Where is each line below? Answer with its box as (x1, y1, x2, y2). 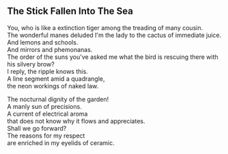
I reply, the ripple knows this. (7, 67, 89, 75)
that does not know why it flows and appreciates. (7, 116, 145, 125)
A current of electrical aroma (7, 110, 88, 118)
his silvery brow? (7, 60, 55, 68)
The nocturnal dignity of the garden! (7, 95, 109, 103)
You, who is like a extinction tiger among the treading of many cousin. (7, 23, 203, 31)
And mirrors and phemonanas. (7, 45, 93, 53)
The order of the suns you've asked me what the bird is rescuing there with (7, 53, 218, 61)
